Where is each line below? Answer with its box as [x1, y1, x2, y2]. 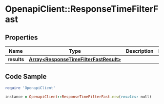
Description [125, 48, 154, 54]
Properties [5, 33, 38, 42]
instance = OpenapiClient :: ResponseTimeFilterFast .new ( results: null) [5, 94, 152, 99]
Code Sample [5, 72, 47, 81]
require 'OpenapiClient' [5, 85, 56, 90]
